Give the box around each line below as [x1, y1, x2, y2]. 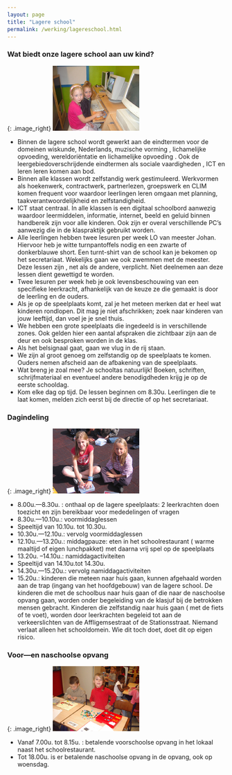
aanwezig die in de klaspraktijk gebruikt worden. [17, 226, 156, 234]
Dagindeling [7, 412, 49, 422]
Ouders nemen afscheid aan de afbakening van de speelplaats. [17, 358, 198, 366]
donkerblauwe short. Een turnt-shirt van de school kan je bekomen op [17, 248, 217, 256]
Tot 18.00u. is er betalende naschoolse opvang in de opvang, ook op [17, 753, 213, 761]
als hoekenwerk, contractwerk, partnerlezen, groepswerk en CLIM [17, 181, 207, 190]
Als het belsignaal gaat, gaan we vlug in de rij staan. [17, 344, 166, 352]
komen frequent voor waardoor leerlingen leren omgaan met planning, [17, 189, 218, 197]
